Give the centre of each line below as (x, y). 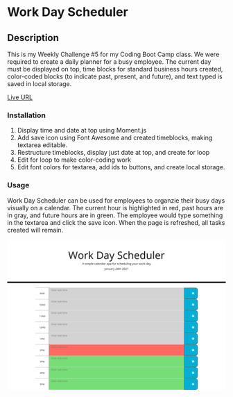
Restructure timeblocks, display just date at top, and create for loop (113, 153)
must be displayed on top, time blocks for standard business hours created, (115, 69)
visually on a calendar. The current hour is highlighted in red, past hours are (115, 208)
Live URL (20, 97)
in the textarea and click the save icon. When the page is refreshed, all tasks (116, 222)
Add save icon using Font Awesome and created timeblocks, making (115, 138)
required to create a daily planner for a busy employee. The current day (109, 62)
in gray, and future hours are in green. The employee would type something (115, 215)
